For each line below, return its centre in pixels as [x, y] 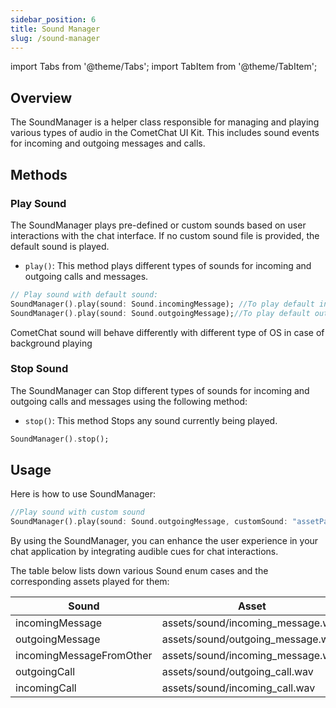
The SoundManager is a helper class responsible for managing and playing [165, 122]
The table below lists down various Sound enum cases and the [139, 571]
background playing [51, 343]
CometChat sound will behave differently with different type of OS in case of [167, 332]
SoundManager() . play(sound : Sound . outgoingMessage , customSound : [149, 522]
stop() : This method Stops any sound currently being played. [151, 420]
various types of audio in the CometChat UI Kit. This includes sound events [165, 133]
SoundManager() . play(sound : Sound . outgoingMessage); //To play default [160, 313]
